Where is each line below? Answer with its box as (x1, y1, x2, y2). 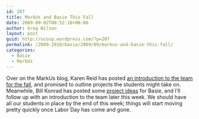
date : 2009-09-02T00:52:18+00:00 (6, 20, 89, 25)
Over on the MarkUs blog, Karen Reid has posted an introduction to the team (6, 75, 193, 82)
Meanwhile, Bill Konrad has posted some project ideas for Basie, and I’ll (6, 87, 181, 94)
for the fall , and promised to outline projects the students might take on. (6, 81, 181, 88)
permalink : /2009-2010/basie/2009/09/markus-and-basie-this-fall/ (6, 42, 174, 48)
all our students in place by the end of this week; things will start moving (6, 99, 182, 107)
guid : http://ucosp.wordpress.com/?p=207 (6, 36, 110, 42)
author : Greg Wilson (6, 25, 57, 31)
